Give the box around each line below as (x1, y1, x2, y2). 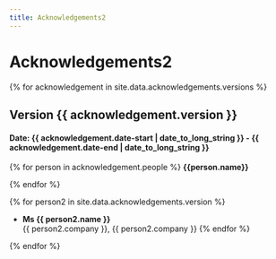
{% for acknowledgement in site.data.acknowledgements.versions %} (9, 82, 267, 92)
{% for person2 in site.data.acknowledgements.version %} (9, 196, 226, 207)
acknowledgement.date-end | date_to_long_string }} (9, 142, 210, 152)
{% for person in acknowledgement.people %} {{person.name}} (9, 162, 249, 173)
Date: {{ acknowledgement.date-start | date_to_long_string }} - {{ (9, 132, 260, 143)
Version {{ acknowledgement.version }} (9, 107, 237, 122)
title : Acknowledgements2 (9, 13, 106, 22)
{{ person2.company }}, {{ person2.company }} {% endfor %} (22, 223, 251, 234)
